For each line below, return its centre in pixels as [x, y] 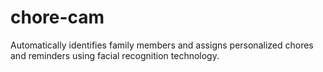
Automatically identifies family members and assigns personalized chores [162, 45]
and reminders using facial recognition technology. [115, 55]
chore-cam [57, 17]
